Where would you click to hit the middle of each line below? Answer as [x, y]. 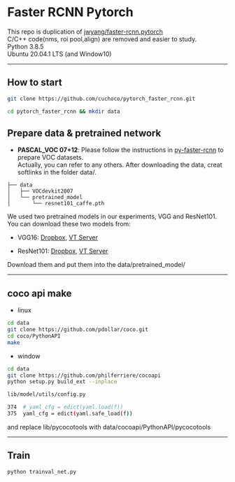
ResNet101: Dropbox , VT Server [63, 251]
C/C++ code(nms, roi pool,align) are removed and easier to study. [102, 39]
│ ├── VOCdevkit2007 [40, 191]
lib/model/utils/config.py [47, 394]
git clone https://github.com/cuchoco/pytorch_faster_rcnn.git [101, 99]
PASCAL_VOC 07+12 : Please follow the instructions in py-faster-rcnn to [120, 150]
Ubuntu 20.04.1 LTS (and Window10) [59, 54]
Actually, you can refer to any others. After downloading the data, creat [120, 165]
